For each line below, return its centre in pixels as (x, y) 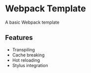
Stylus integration (30, 65)
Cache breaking (28, 55)
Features (19, 38)
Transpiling (24, 49)
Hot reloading (26, 60)
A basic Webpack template (32, 22)
